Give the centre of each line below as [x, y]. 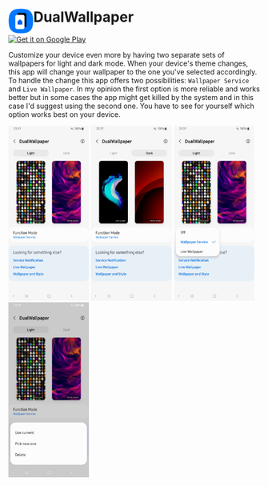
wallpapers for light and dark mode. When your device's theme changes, [128, 63]
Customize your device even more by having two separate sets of [117, 54]
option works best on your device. [65, 114]
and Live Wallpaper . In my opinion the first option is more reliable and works [134, 89]
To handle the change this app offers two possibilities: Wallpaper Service [129, 80]
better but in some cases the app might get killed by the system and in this [131, 97]
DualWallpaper [84, 17]
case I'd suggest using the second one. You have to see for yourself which [131, 106]
